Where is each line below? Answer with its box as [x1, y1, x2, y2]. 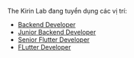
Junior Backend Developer [17, 28, 96, 36]
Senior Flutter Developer [17, 35, 91, 44]
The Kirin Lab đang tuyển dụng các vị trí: [7, 7, 127, 15]
